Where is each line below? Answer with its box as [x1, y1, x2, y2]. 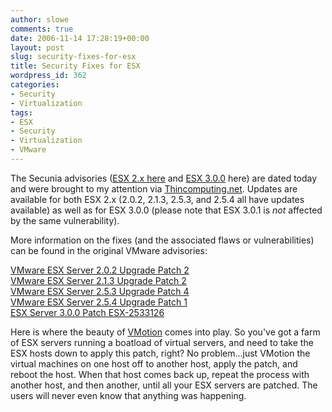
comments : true [10, 24, 74, 34]
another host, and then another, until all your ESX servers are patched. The [10, 379, 318, 391]
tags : [10, 107, 33, 118]
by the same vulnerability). [10, 214, 120, 226]
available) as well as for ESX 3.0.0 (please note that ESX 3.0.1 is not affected [10, 204, 323, 216]
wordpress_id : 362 [10, 71, 87, 81]
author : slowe [10, 14, 70, 25]
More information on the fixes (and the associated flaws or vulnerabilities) [10, 234, 315, 246]
